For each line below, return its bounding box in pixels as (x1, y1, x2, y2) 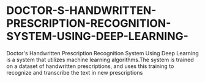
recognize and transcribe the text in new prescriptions (6, 69, 143, 76)
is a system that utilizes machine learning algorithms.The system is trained (6, 56, 194, 63)
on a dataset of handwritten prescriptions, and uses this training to (6, 62, 174, 70)
